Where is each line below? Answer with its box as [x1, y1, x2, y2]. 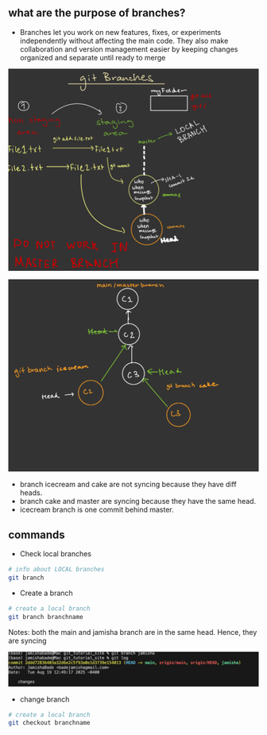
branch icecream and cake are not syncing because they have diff [19, 480, 237, 489]
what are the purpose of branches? [8, 6, 186, 20]
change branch [19, 694, 70, 704]
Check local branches [19, 549, 91, 559]
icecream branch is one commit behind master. [19, 505, 174, 515]
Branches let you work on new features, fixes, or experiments [19, 27, 222, 37]
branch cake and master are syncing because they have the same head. [19, 497, 257, 506]
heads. [19, 488, 43, 497]
